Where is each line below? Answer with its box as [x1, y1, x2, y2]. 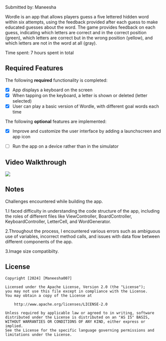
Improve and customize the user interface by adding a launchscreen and [12, 128, 162, 134]
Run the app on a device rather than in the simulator [12, 143, 119, 149]
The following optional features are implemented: [5, 118, 107, 124]
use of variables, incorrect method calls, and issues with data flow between [5, 233, 160, 239]
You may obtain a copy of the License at [5, 293, 92, 298]
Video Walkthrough [5, 158, 67, 167]
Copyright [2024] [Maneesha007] [5, 276, 72, 281]
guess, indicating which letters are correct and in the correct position [5, 30, 147, 35]
